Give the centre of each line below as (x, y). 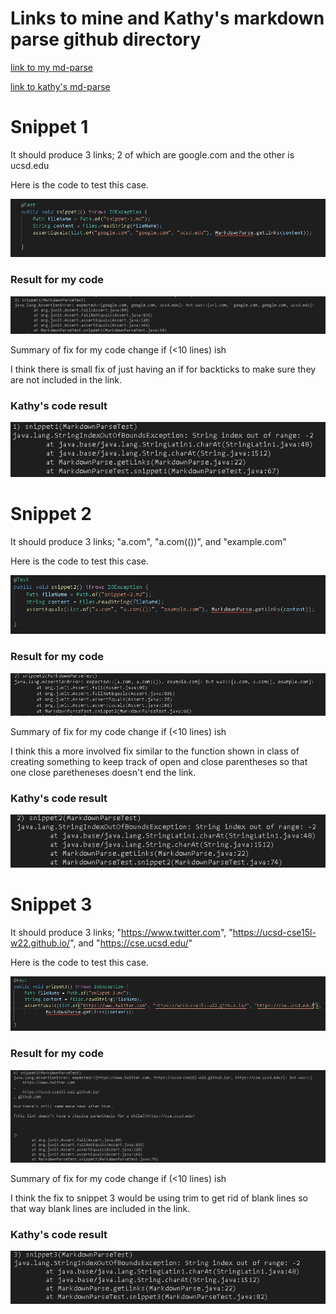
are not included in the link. (66, 379)
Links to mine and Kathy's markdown (167, 18)
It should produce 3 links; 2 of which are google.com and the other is (152, 154)
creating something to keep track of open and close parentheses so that (159, 762)
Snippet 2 (51, 513)
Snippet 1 (49, 127)
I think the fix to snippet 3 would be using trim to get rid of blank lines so (159, 1198)
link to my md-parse (51, 67)
